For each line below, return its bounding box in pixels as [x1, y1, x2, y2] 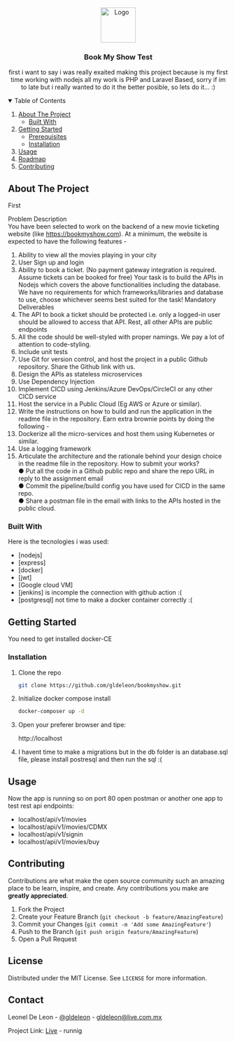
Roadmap [17, 155, 46, 163]
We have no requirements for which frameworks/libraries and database [17, 288, 224, 297]
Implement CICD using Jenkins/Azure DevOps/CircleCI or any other [17, 385, 213, 393]
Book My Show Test [83, 52, 153, 62]
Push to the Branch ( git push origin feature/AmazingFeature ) [17, 927, 199, 935]
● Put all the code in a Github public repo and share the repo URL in [17, 467, 215, 475]
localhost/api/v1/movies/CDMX [17, 823, 108, 831]
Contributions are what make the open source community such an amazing [8, 877, 225, 885]
